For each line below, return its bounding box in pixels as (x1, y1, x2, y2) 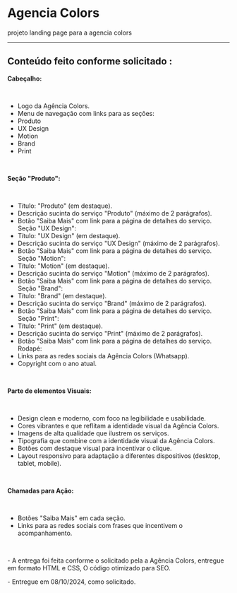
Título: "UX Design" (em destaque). (17, 231, 121, 240)
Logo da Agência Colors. (17, 101, 90, 110)
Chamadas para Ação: (7, 486, 74, 495)
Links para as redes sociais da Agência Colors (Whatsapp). (17, 351, 190, 360)
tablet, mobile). (17, 459, 62, 467)
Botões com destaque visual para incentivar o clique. (17, 444, 172, 452)
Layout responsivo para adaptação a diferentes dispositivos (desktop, (17, 451, 221, 460)
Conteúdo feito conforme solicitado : (7, 55, 173, 68)
